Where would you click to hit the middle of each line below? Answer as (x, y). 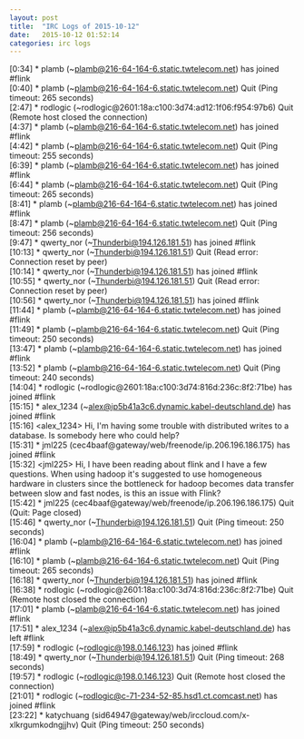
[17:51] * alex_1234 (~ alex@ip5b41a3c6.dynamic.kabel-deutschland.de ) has (150, 628)
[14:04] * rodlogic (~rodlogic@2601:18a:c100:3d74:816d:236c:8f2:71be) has (151, 388)
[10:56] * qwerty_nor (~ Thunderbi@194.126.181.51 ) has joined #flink (134, 301)
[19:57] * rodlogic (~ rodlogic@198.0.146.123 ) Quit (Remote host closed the (147, 676)
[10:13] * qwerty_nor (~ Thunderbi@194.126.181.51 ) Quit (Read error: (134, 252)
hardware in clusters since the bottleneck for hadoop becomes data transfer (152, 484)
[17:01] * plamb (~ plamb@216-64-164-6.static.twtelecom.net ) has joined (145, 609)
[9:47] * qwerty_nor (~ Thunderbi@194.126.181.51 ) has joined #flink (132, 242)
